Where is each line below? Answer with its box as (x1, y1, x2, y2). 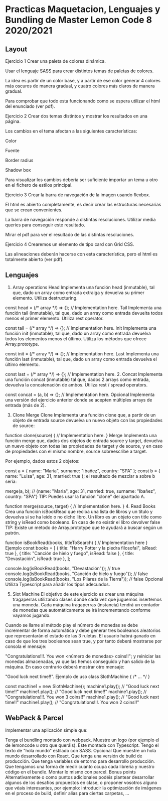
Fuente (5, 148, 20, 154)
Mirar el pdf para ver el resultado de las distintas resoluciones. (5, 232, 134, 237)
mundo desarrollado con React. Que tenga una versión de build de (5, 753, 142, 759)
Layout (5, 45, 28, 53)
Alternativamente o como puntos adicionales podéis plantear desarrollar (5, 774, 154, 780)
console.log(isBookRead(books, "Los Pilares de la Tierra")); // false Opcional (5, 576, 163, 582)
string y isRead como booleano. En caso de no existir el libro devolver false (5, 519, 160, 525)
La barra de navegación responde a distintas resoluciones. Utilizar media (5, 217, 156, 222)
